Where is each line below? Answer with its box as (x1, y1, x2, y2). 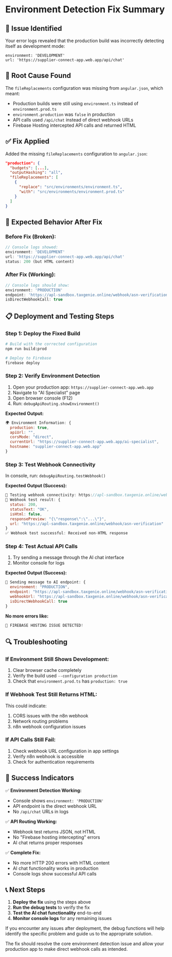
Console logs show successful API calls (12, 870, 97, 876)
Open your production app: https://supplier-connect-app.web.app (12, 384, 154, 390)
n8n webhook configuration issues (12, 723, 86, 729)
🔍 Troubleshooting (5, 637, 68, 646)
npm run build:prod (5, 346, 47, 351)
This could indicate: (5, 703, 47, 709)
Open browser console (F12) (12, 395, 73, 401)
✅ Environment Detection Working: (5, 787, 82, 793)
